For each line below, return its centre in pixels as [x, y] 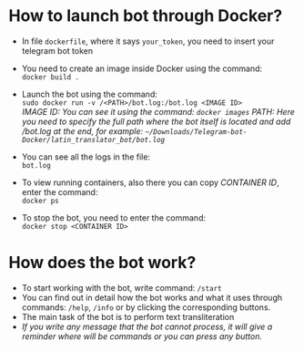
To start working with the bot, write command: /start [122, 287]
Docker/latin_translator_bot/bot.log [93, 139]
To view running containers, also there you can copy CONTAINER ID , [150, 182]
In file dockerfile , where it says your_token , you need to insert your [148, 41]
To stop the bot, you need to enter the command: [114, 217]
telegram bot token [57, 50]
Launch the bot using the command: [90, 94]
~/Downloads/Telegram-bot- [196, 132]
